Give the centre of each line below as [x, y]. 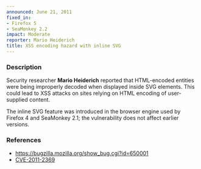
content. [40, 100]
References [24, 140]
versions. [18, 125]
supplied [17, 100]
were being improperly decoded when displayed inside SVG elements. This [100, 87]
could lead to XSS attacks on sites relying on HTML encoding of [86, 93]
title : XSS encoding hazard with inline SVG [64, 46]
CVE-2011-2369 [35, 160]
